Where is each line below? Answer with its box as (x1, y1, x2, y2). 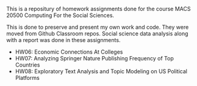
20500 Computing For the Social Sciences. (6, 12, 115, 19)
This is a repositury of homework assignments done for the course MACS (6, 5, 191, 12)
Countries (15, 61, 40, 68)
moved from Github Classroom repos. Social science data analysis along (6, 30, 188, 37)
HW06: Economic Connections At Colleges (15, 48, 123, 56)
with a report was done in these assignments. (6, 37, 121, 43)
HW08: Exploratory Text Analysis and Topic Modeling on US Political (15, 68, 188, 75)
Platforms (15, 74, 40, 81)
